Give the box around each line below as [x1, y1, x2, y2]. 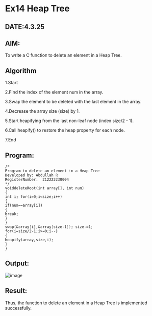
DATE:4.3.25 [5, 23, 45, 31]
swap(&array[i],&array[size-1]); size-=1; [5, 224, 93, 229]
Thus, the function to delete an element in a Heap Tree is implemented [5, 300, 148, 306]
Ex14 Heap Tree [5, 3, 70, 14]
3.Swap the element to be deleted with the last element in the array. [5, 99, 142, 105]
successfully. [5, 305, 32, 311]
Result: [5, 286, 27, 295]
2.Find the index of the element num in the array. [5, 89, 103, 95]
